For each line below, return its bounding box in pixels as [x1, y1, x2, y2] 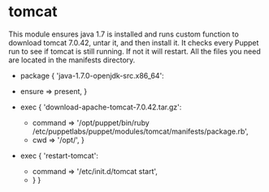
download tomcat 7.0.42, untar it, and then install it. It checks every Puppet [8, 37, 259, 47]
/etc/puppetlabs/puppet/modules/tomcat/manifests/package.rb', [32, 126, 249, 136]
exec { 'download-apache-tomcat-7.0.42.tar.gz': [20, 102, 182, 112]
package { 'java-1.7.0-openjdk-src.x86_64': [20, 70, 164, 80]
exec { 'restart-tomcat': [20, 151, 99, 160]
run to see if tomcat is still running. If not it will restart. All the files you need [8, 46, 262, 56]
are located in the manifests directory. [8, 55, 136, 65]
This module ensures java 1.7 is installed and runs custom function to [8, 29, 240, 39]
